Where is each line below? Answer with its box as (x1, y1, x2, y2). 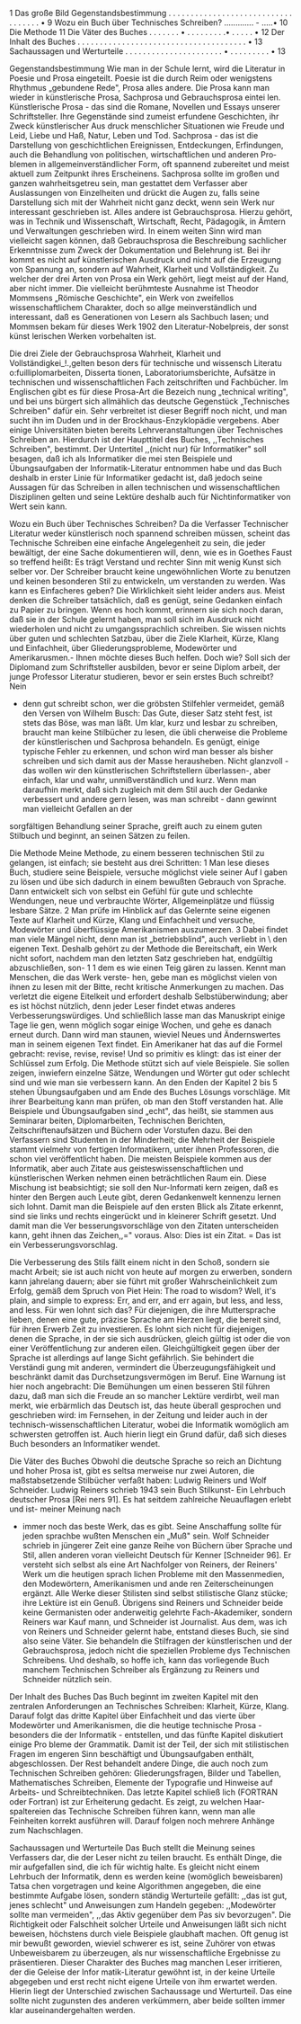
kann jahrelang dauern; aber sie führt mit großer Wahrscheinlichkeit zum (9, 1276, 278, 1287)
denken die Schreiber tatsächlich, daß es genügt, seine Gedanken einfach (9, 595, 283, 605)
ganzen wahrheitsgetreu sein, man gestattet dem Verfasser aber (9, 178, 249, 188)
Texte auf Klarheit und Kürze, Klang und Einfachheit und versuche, (9, 914, 256, 925)
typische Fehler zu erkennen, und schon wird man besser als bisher (22, 746, 274, 756)
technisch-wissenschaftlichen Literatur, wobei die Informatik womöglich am (9, 1420, 289, 1430)
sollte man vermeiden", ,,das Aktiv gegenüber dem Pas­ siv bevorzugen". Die (9, 1910, 292, 1920)
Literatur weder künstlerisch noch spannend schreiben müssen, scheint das (9, 528, 290, 539)
